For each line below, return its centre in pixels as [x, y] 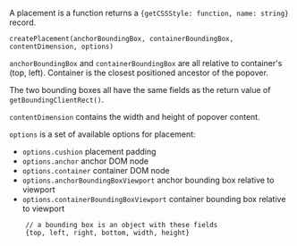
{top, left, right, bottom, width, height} [108, 233]
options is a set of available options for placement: [102, 134]
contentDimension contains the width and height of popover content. [135, 117]
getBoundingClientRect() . [57, 99]
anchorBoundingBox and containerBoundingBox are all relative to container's [146, 63]
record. [23, 22]
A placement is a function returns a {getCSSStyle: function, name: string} [149, 13]
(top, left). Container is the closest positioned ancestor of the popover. [139, 72]
